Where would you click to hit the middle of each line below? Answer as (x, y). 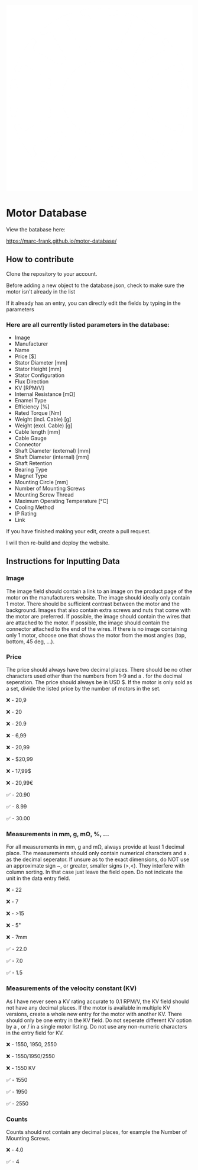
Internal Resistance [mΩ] (45, 394)
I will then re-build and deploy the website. (58, 543)
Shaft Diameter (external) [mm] (52, 451)
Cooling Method (34, 507)
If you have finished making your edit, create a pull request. (78, 531)
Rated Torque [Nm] (38, 413)
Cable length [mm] (37, 432)
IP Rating (26, 514)
